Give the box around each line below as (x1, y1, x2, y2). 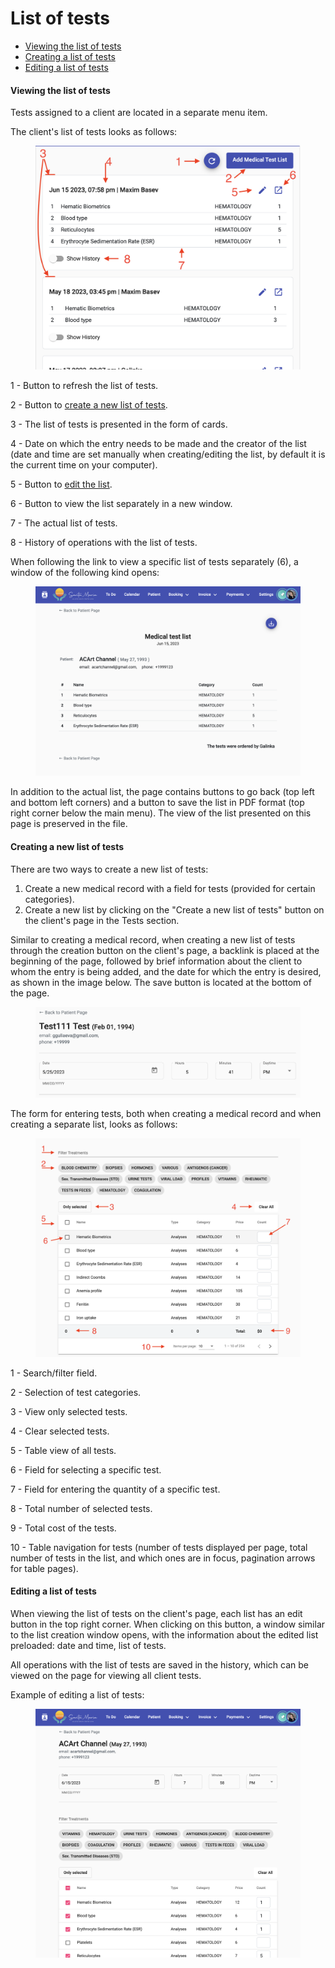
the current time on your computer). (10, 459, 158, 471)
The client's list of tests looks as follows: (10, 126, 178, 138)
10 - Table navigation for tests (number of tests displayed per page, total (10, 1541, 308, 1553)
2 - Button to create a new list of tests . (10, 399, 168, 411)
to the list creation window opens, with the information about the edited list (10, 1628, 319, 1641)
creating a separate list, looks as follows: (10, 1118, 178, 1131)
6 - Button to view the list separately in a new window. (10, 498, 233, 510)
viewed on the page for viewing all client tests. (10, 1669, 202, 1681)
